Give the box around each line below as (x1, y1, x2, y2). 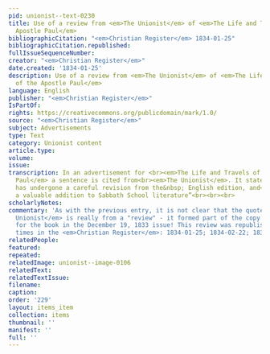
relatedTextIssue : (8, 274, 70, 282)
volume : (8, 154, 35, 162)
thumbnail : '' (8, 319, 56, 327)
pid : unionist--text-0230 (8, 11, 95, 20)
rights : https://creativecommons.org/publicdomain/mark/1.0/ (8, 109, 218, 117)
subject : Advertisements (8, 124, 92, 132)
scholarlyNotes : (8, 199, 63, 207)
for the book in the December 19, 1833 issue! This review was (15, 221, 231, 229)
